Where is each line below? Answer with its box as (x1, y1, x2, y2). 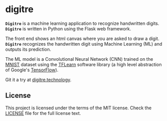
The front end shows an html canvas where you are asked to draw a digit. (5, 35, 159, 42)
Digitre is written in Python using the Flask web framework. (5, 25, 131, 31)
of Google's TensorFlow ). (5, 67, 59, 73)
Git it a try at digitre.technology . (5, 76, 72, 83)
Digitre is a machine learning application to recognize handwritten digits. (5, 20, 159, 26)
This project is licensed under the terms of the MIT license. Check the (5, 105, 152, 111)
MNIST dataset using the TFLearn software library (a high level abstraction (5, 61, 162, 67)
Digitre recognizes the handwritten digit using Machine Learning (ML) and (5, 41, 162, 47)
